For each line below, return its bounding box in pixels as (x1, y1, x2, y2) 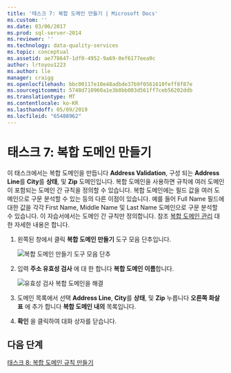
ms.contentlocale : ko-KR (7, 100, 79, 107)
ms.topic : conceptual (7, 49, 70, 56)
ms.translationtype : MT (7, 94, 76, 101)
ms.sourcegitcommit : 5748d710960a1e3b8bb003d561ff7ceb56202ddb (7, 87, 193, 94)
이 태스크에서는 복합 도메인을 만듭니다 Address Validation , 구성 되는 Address (7, 168, 220, 177)
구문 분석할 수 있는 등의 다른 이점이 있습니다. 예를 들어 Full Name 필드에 (30, 194, 225, 203)
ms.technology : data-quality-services (7, 42, 119, 49)
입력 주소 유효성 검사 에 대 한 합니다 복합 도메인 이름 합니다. (17, 264, 174, 272)
